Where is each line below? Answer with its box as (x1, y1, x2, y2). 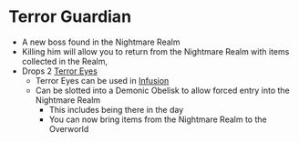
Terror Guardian (8, 6, 132, 27)
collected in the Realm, (21, 56, 108, 66)
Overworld (48, 123, 89, 134)
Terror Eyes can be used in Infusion (35, 75, 170, 86)
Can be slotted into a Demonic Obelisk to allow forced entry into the (35, 85, 291, 96)
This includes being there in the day (48, 104, 184, 115)
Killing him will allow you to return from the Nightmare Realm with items (21, 46, 290, 56)
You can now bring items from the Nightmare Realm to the (48, 114, 267, 125)
